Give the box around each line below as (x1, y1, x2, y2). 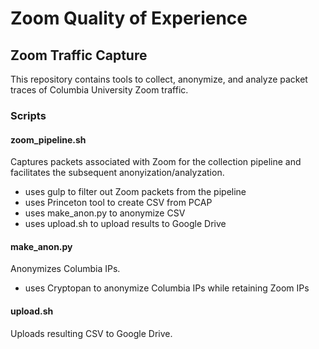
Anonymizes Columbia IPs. (10, 263, 121, 275)
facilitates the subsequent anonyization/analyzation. (10, 167, 225, 179)
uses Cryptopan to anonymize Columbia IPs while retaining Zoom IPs (24, 282, 310, 294)
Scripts (10, 108, 47, 122)
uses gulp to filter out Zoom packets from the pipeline (24, 186, 247, 198)
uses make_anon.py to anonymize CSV (24, 207, 186, 219)
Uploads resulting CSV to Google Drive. (10, 327, 173, 339)
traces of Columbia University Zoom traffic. (10, 84, 189, 96)
